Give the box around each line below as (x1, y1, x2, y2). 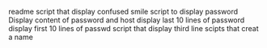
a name (8, 32, 34, 42)
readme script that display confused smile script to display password (8, 7, 239, 16)
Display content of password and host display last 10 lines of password (8, 15, 245, 25)
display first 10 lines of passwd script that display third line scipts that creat (8, 24, 259, 33)
